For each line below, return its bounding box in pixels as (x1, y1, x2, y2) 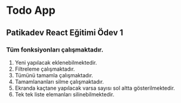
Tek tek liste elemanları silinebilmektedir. (14, 90, 115, 98)
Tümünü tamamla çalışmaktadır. (14, 71, 94, 78)
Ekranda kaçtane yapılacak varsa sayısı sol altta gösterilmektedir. (14, 84, 175, 92)
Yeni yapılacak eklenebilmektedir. (14, 59, 97, 66)
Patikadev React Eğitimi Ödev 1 (6, 28, 124, 38)
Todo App (6, 4, 56, 17)
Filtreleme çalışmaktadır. (14, 65, 75, 72)
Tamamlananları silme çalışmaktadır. (14, 78, 105, 85)
